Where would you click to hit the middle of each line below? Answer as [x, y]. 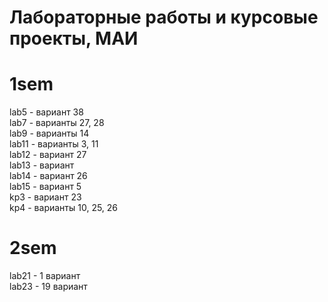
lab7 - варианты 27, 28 [57, 123]
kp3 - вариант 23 [45, 197]
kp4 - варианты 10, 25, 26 [64, 208]
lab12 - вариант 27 [48, 155]
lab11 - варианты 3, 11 [54, 144]
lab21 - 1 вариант [45, 276]
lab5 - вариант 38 [46, 112]
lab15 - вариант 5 [45, 187]
